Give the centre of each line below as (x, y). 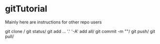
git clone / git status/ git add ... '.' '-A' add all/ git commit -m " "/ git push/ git (80, 31)
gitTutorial (26, 9)
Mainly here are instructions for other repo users (53, 22)
